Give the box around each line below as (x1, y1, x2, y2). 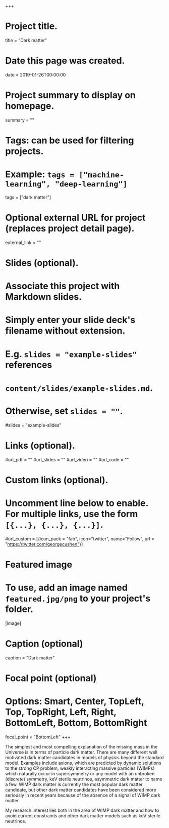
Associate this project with (5, 281, 120, 292)
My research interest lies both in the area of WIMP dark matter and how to (5, 807, 159, 813)
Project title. (5, 21, 58, 32)
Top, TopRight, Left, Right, (5, 706, 117, 718)
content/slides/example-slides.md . (5, 382, 153, 393)
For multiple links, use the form (5, 508, 138, 520)
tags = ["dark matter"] (5, 194, 51, 200)
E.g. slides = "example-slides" (5, 348, 137, 360)
